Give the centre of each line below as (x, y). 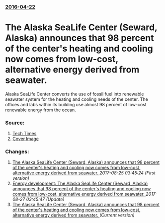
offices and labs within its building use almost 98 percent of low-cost (76, 104)
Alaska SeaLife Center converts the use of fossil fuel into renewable (75, 94)
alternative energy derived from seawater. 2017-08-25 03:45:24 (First (84, 173)
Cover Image (25, 139)
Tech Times (24, 134)
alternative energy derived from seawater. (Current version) (74, 215)
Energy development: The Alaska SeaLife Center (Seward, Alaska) (80, 184)
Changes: (17, 151)
